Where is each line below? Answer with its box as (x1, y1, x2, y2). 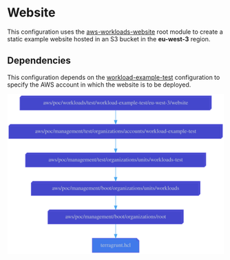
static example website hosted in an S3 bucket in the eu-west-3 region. (7, 34, 211, 43)
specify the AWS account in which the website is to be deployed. (7, 80, 191, 89)
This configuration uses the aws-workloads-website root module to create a (7, 28, 224, 36)
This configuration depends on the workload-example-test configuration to (7, 73, 220, 81)
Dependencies (7, 55, 71, 67)
